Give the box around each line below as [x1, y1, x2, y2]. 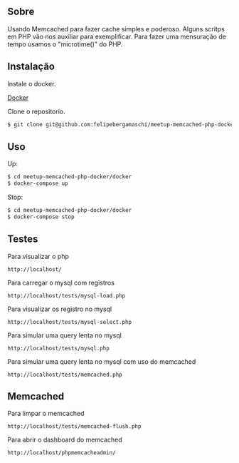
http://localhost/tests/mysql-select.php [7, 318, 132, 325]
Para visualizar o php [7, 252, 69, 260]
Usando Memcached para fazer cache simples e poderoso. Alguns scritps [7, 24, 225, 33]
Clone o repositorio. [7, 107, 65, 116]
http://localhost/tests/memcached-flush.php [7, 423, 142, 430]
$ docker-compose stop [7, 213, 75, 220]
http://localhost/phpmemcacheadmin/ [7, 449, 116, 457]
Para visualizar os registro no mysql [7, 305, 112, 313]
